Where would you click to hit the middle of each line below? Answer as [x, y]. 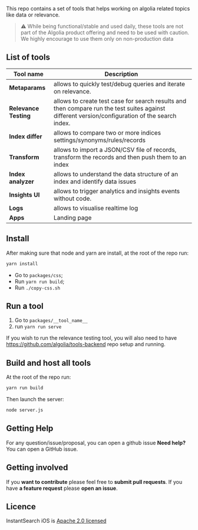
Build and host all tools [49, 363]
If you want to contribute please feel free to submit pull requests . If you [94, 482]
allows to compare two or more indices [107, 132]
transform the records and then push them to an [120, 157]
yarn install [22, 264]
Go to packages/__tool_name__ [51, 320]
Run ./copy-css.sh [37, 287]
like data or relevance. [33, 15]
